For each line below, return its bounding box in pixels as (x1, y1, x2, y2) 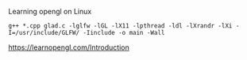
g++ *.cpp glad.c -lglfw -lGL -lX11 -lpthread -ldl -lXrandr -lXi (8, 22, 233, 30)
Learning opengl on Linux (8, 7, 92, 16)
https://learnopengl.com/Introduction (8, 43, 129, 52)
